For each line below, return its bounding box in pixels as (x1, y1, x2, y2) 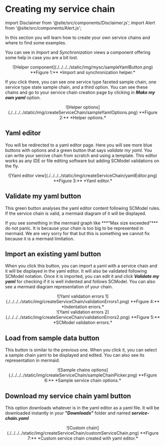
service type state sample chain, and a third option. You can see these (5, 84, 148, 90)
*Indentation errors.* (61, 304, 104, 310)
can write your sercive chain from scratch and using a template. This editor (5, 152, 158, 158)
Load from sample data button (5, 334, 99, 342)
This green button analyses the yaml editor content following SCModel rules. (5, 205, 161, 211)
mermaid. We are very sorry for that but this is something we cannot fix (5, 230, 150, 236)
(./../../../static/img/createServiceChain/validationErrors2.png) (5, 314, 130, 320)
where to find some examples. (5, 39, 66, 45)
